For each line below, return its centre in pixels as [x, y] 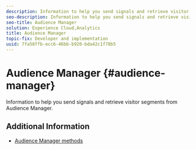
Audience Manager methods [49, 141]
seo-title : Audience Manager [41, 22]
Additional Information [48, 127]
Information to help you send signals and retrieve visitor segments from [92, 102]
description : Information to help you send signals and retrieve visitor [98, 11]
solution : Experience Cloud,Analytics [53, 28]
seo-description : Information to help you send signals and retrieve [92, 17]
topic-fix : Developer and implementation [57, 39]
